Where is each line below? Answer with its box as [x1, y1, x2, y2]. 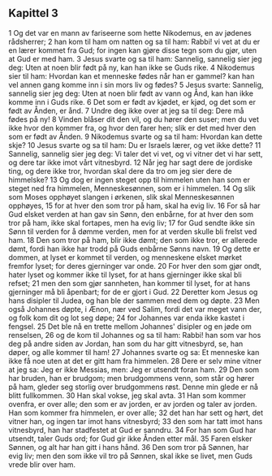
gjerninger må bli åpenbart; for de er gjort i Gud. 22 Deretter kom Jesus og [8, 287, 258, 296]
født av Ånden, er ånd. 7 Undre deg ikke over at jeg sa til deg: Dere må [8, 106, 244, 115]
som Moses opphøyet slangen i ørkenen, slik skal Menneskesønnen [8, 192, 235, 201]
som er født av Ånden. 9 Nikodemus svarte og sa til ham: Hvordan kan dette [8, 132, 262, 141]
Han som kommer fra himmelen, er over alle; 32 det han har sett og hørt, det [8, 408, 264, 418]
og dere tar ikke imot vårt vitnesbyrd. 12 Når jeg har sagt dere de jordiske [8, 158, 253, 167]
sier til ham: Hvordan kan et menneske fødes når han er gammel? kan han [8, 71, 255, 80]
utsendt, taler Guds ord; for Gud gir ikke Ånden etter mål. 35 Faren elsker [8, 434, 253, 444]
